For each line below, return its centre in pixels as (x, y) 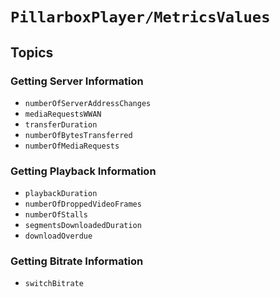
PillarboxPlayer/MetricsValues (140, 17)
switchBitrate (54, 284)
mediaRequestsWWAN (63, 114)
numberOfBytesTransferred (78, 135)
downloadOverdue (58, 236)
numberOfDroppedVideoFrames (83, 204)
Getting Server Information (77, 81)
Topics (32, 52)
